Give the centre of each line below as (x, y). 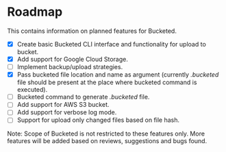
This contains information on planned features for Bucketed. (92, 31)
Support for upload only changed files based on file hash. (98, 120)
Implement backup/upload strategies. (70, 67)
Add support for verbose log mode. (67, 112)
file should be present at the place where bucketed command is (107, 82)
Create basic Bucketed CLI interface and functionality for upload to (112, 44)
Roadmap (35, 12)
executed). (32, 90)
